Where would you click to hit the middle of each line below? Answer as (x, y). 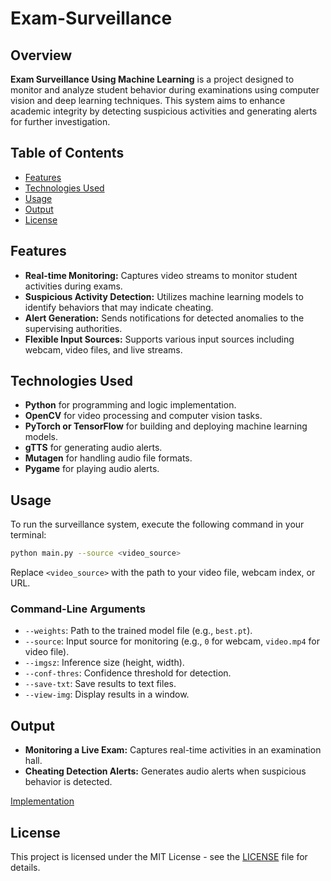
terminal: (28, 535)
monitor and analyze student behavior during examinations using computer (165, 90)
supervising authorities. (73, 328)
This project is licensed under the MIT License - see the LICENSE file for (159, 857)
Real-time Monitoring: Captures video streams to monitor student (161, 275)
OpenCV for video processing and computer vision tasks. (143, 416)
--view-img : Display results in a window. (107, 694)
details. (25, 868)
